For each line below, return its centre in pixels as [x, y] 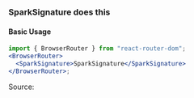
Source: [21, 87]
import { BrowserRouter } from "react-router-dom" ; [97, 49]
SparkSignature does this [59, 12]
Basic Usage [30, 32]
